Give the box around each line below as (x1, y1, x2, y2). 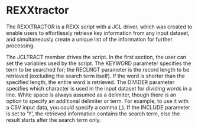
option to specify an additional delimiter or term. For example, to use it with (6, 97, 189, 104)
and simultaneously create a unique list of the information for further (6, 36, 173, 43)
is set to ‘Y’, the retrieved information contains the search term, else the (6, 110, 180, 117)
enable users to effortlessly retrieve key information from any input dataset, (6, 29, 190, 36)
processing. (6, 42, 35, 49)
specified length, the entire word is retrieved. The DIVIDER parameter (6, 78, 175, 86)
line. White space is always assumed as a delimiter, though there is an (6, 91, 176, 98)
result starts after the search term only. (6, 116, 101, 123)
